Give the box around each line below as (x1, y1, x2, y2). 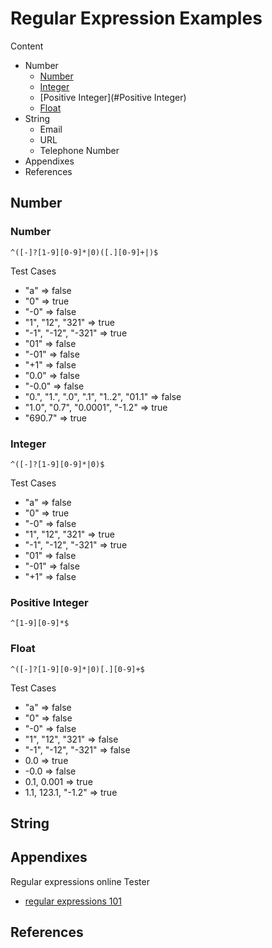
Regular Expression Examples (10, 7, 263, 30)
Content (10, 40, 44, 52)
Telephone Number (39, 144, 120, 156)
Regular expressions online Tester (10, 875, 150, 887)
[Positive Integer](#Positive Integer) (39, 91, 187, 103)
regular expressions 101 (24, 895, 122, 907)
